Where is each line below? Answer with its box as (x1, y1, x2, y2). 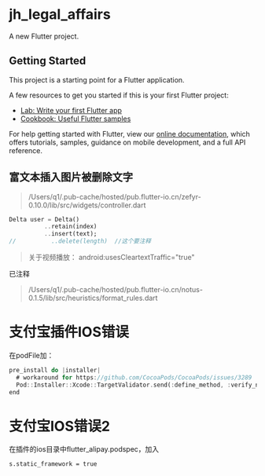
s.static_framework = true (9, 460, 98, 468)
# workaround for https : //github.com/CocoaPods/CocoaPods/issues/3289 (16, 373, 252, 382)
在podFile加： (9, 351, 54, 360)
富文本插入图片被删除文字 (9, 170, 133, 184)
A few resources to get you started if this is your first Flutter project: (9, 90, 229, 100)
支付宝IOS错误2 (9, 417, 111, 435)
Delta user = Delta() (9, 215, 80, 223)
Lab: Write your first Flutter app (20, 105, 123, 115)
